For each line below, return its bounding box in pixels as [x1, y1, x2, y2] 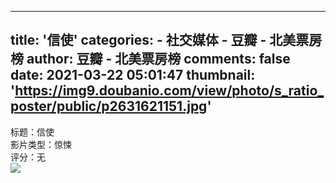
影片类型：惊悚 [10, 138, 72, 150]
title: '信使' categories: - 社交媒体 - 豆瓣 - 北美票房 [10, 32, 323, 49]
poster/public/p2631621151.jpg [10, 98, 208, 115]
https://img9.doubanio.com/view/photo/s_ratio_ [14, 82, 325, 100]
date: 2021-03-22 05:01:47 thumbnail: [10, 67, 256, 84]
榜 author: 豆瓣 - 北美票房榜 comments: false [10, 51, 291, 68]
